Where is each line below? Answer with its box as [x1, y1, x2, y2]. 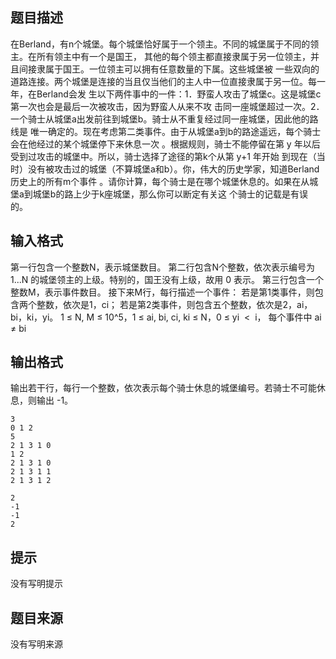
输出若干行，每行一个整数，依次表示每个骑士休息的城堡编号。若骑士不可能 [10, 382, 317, 394]
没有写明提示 [10, 578, 63, 590]
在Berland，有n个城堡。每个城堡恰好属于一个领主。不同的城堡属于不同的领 [10, 38, 320, 50]
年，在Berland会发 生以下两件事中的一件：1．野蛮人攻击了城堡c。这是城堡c [10, 88, 322, 100]
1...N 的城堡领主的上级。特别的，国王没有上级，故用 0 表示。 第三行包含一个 [10, 273, 324, 285]
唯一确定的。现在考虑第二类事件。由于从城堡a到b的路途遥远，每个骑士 [29, 125, 322, 137]
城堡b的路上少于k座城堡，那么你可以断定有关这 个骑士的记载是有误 [32, 188, 309, 200]
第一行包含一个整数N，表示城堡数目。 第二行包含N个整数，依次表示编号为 [10, 261, 316, 273]
